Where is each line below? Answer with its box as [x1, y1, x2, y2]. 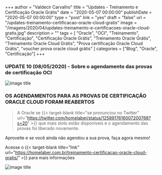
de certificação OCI [5, 69, 52, 76]
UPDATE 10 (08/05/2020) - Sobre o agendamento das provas [5, 63, 152, 70]
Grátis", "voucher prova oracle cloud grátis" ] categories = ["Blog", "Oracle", [5, 46, 158, 51]
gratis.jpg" [5, 30, 26, 36]
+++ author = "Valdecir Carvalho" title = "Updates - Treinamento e [5, 4, 139, 10]
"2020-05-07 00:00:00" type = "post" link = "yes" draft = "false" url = [5, 15, 146, 20]
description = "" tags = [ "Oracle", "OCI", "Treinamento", [27, 30, 140, 36]
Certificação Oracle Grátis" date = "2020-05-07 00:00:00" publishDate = [5, 9, 152, 15]
